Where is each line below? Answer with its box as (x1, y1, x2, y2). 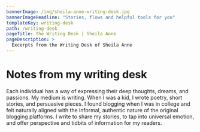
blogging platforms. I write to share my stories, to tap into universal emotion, (6, 113, 195, 120)
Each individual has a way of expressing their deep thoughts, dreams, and (6, 87, 189, 94)
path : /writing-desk (6, 25, 58, 32)
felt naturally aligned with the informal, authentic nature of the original (6, 106, 178, 113)
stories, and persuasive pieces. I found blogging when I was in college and (6, 100, 190, 108)
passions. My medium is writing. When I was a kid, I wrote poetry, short (6, 94, 183, 101)
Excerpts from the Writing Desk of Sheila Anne (11, 42, 133, 48)
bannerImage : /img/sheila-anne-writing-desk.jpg (6, 8, 130, 15)
